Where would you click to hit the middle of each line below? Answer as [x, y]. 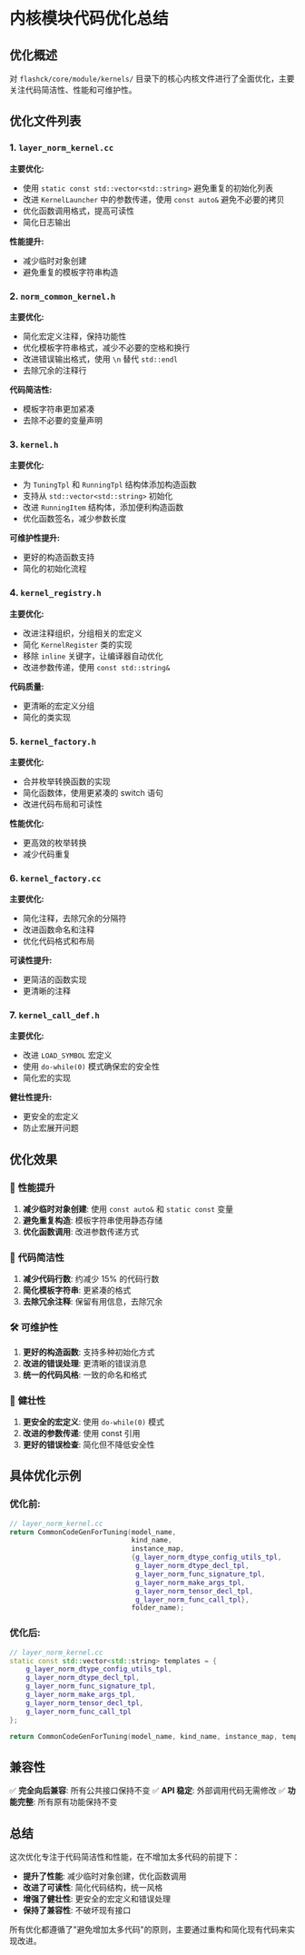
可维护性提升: [35, 538]
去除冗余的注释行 [54, 370]
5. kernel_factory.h [53, 741]
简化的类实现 [46, 717]
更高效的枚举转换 [54, 842]
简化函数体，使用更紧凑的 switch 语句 [93, 792]
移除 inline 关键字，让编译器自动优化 [93, 656]
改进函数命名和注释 [59, 930]
